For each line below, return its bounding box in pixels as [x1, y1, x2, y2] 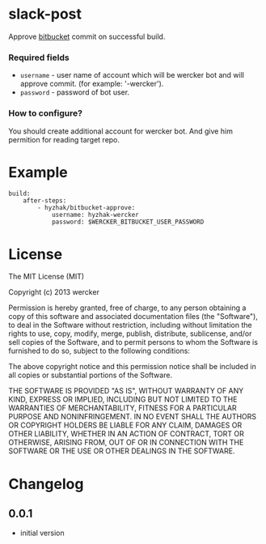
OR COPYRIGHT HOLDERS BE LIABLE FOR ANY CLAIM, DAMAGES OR [8, 420, 243, 430]
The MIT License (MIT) [8, 272, 85, 282]
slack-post [8, 5, 82, 23]
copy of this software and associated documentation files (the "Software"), [8, 312, 259, 321]
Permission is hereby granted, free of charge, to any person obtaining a [8, 303, 247, 312]
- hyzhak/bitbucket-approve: [37, 204, 136, 212]
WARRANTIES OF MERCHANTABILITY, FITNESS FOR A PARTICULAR [8, 403, 237, 413]
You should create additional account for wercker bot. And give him [8, 126, 233, 136]
